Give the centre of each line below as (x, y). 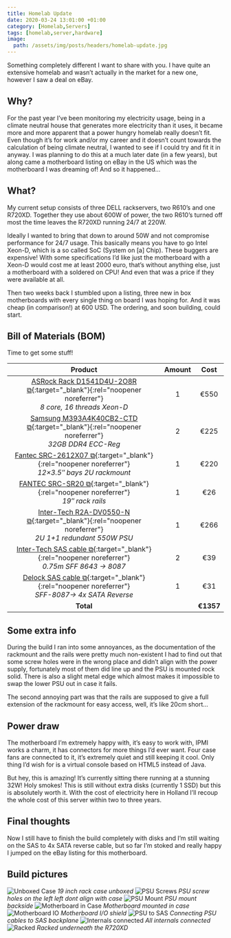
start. (15, 315)
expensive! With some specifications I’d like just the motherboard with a (109, 257)
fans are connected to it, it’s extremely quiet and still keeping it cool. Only (111, 758)
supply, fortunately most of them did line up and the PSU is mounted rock (111, 669)
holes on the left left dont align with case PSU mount (102, 898)
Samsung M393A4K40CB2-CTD (84, 419)
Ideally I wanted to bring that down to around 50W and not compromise (108, 236)
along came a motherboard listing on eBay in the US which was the (102, 162)
